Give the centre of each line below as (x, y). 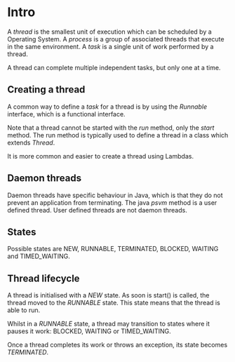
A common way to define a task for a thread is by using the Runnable (107, 107)
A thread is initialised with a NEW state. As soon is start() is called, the (108, 295)
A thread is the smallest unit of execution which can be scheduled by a (109, 32)
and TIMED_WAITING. (39, 256)
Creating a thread (46, 89)
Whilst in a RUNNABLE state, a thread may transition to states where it (109, 324)
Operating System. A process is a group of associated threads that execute (116, 39)
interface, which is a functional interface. (66, 114)
